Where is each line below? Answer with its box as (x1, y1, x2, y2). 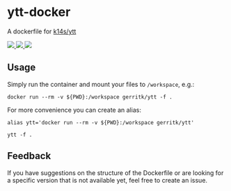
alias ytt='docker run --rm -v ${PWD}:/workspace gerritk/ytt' (7, 119, 195, 126)
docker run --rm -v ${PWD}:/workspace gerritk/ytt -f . (7, 93, 173, 101)
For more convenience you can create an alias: (7, 106, 141, 114)
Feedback (7, 150, 51, 162)
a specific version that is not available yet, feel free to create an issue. (7, 176, 207, 184)
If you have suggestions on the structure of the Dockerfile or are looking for (7, 168, 224, 177)
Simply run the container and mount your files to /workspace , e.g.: (7, 80, 195, 88)
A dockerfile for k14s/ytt (7, 27, 77, 35)
